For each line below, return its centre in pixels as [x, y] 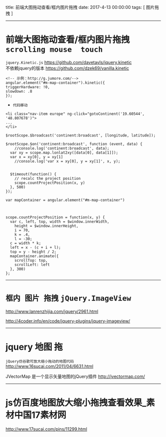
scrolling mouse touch [54, 50]
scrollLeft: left [32, 265]
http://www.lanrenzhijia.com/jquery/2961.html [52, 311]
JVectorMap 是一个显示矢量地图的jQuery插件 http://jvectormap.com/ [75, 376]
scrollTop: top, [31, 260]
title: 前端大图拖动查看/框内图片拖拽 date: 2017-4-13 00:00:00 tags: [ [75, 7]
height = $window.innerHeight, [47, 226]
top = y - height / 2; [33, 252]
